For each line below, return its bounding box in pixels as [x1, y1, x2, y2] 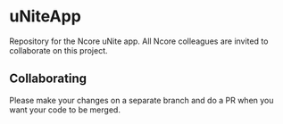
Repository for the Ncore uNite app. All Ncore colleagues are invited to [9, 36, 269, 46]
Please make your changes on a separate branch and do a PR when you [9, 95, 274, 105]
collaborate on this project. [9, 45, 109, 55]
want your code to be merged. [9, 104, 121, 115]
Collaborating [9, 71, 87, 87]
